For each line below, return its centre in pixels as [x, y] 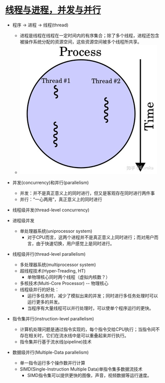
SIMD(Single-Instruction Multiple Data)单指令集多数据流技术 [81, 369]
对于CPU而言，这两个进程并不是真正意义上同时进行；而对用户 [90, 237]
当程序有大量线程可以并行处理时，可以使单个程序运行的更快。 [90, 308]
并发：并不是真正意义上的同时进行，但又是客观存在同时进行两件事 [87, 193]
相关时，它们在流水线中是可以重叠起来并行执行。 [79, 335]
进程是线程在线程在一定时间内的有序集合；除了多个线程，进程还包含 [89, 35]
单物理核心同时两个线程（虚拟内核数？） [69, 277]
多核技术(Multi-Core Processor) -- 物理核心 [64, 283]
